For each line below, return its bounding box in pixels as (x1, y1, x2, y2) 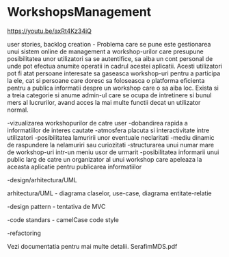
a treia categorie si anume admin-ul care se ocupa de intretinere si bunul (7, 90, 212, 99)
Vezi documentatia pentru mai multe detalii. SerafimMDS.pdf (7, 242, 178, 250)
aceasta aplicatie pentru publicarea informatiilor (7, 162, 142, 171)
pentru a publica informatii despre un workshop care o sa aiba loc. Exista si (7, 84, 219, 92)
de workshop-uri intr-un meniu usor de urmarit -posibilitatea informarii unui (7, 148, 219, 156)
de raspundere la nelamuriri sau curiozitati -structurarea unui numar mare (7, 140, 214, 149)
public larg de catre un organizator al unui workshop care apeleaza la (7, 155, 202, 163)
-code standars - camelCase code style (7, 215, 120, 223)
